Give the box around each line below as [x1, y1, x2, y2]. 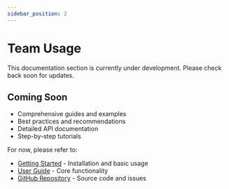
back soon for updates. [7, 71, 75, 79]
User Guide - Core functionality [17, 167, 109, 175]
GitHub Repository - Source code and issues [17, 174, 147, 183]
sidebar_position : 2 [7, 10, 68, 17]
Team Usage [7, 40, 82, 56]
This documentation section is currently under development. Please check [7, 64, 222, 72]
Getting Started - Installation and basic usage [17, 159, 148, 168]
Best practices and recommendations [17, 117, 126, 126]
